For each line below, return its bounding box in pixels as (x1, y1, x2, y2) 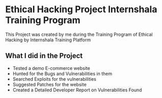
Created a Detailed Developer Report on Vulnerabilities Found (12, 87, 142, 93)
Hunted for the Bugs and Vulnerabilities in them (12, 70, 113, 77)
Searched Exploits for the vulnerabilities (12, 76, 97, 82)
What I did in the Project (5, 52, 83, 60)
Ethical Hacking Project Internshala (5, 4, 157, 15)
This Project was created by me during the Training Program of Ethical (5, 31, 153, 37)
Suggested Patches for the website (12, 81, 87, 87)
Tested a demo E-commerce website (12, 65, 90, 71)
